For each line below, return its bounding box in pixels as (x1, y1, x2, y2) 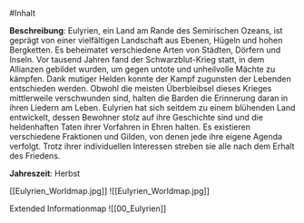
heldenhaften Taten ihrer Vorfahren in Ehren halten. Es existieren (9, 121, 251, 132)
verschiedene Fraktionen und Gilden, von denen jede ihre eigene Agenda (9, 131, 283, 141)
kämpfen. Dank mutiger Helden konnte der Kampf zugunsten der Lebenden (9, 73, 292, 84)
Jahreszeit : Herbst (9, 168, 81, 179)
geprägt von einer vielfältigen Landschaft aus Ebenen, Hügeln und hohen (9, 35, 283, 45)
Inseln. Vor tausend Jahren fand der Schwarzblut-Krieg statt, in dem (9, 54, 265, 64)
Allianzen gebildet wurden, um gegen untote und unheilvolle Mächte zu (9, 63, 276, 74)
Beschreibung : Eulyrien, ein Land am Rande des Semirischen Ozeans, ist (9, 25, 283, 35)
